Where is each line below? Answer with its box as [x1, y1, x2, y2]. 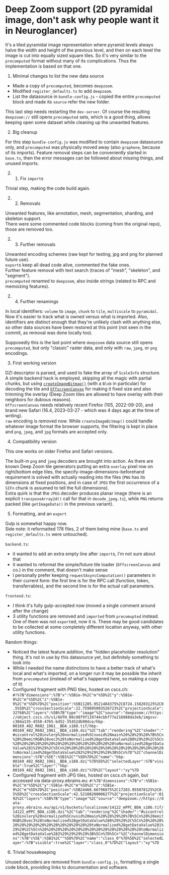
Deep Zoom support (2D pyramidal [5, 4, 153, 15]
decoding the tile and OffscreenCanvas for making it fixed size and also [5, 386, 151, 392]
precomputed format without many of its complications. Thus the [5, 58, 137, 64]
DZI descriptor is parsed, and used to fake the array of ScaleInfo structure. [5, 369, 161, 375]
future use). [5, 256, 30, 262]
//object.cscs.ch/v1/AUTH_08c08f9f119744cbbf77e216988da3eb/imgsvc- [12, 715, 159, 720]
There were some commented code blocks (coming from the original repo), [5, 221, 161, 227]
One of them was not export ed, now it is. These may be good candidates [12, 618, 164, 624]
